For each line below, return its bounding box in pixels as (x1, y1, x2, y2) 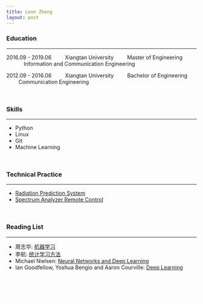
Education (6, 34, 37, 43)
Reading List (6, 223, 43, 231)
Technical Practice (6, 170, 62, 179)
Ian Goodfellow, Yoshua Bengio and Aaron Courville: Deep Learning (14, 264, 183, 271)
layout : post (6, 14, 39, 21)
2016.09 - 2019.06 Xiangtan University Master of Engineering (6, 54, 183, 61)
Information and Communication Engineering (23, 60, 135, 67)
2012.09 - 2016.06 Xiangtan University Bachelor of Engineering (6, 72, 188, 79)
